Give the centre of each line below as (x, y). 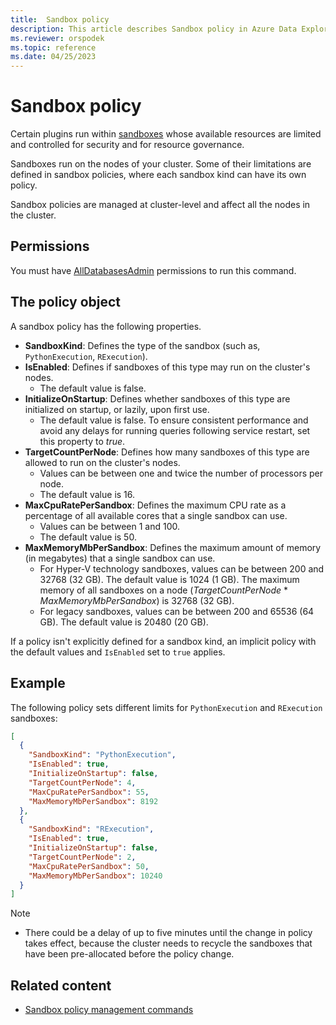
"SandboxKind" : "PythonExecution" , (102, 755)
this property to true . (82, 441)
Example (38, 683)
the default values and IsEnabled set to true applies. (118, 652)
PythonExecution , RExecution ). (86, 356)
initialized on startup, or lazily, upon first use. (117, 409)
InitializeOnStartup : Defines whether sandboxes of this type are (157, 398)
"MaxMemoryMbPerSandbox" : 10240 (95, 876)
